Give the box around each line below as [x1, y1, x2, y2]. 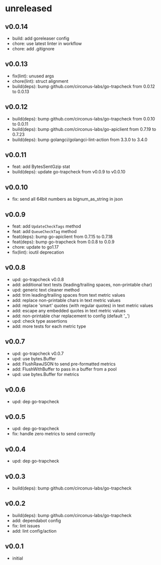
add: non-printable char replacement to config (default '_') [12, 313, 130, 319]
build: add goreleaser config [12, 35, 69, 41]
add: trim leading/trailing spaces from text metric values [12, 292, 126, 298]
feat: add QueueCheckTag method [12, 229, 77, 235]
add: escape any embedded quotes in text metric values [12, 307, 126, 313]
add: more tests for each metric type [12, 323, 87, 329]
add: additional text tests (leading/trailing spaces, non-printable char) [12, 282, 153, 287]
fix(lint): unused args [12, 73, 54, 79]
